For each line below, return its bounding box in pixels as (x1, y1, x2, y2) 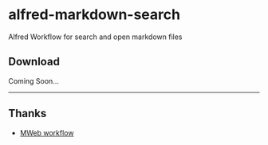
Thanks (8, 107, 47, 120)
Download (8, 55, 60, 69)
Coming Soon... (8, 76, 60, 85)
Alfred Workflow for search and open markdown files (8, 32, 183, 41)
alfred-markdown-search (8, 6, 181, 24)
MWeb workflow (19, 127, 74, 137)
